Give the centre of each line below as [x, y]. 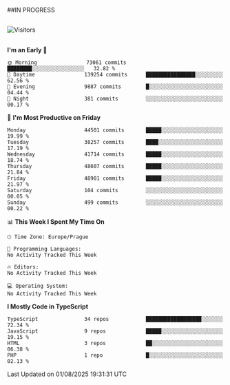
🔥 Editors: [23, 267]
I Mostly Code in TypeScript [48, 306]
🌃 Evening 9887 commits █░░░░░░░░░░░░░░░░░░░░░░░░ [115, 86]
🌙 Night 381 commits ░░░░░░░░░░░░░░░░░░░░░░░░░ [115, 98]
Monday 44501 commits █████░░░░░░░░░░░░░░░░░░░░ [115, 130]
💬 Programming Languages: [44, 249]
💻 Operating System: [38, 286]
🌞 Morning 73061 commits [67, 62]
